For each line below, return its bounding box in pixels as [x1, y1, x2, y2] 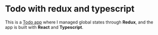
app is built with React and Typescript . [5, 24, 84, 30]
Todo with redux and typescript [5, 3, 135, 14]
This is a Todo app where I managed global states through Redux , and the [5, 19, 154, 25]
